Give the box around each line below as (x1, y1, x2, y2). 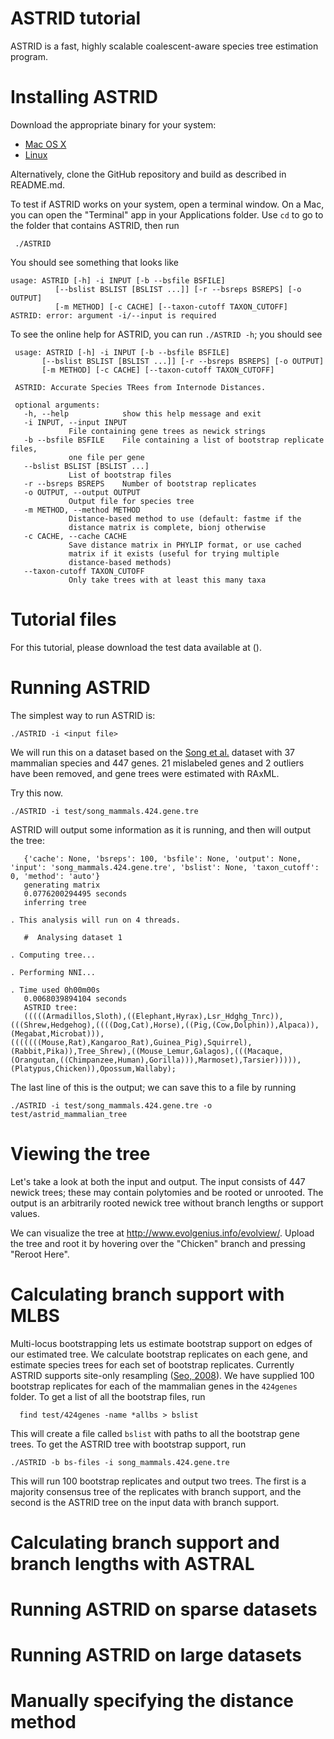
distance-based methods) (68, 557, 172, 567)
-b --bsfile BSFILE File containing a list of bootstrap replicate (23, 435, 325, 445)
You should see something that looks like (10, 256, 179, 268)
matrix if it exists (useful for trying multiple (68, 548, 280, 559)
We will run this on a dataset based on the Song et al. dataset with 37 (10, 746, 296, 758)
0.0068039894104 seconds (23, 993, 128, 1004)
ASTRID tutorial (10, 7, 142, 30)
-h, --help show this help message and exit (23, 408, 262, 419)
